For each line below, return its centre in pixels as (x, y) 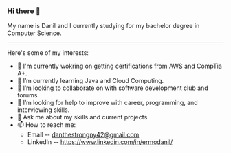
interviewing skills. (43, 110)
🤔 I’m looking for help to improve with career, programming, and (107, 103)
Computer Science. (34, 33)
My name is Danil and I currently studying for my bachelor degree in (103, 26)
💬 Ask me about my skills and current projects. (83, 117)
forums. (28, 95)
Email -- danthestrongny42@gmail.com (83, 135)
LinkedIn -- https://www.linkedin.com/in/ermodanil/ (100, 142)
